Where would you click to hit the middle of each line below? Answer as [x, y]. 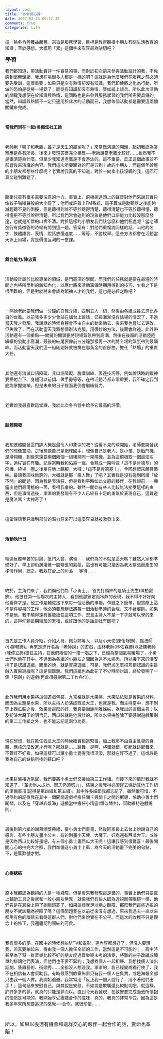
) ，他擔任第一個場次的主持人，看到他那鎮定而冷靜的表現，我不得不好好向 [82, 597]
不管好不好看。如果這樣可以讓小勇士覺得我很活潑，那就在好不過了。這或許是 [81, 753]
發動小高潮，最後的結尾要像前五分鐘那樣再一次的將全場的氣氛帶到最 [86, 342]
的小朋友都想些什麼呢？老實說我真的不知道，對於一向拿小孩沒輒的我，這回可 [81, 171]
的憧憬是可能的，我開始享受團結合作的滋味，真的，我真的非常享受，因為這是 [81, 998]
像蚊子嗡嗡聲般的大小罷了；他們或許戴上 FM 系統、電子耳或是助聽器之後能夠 [81, 203]
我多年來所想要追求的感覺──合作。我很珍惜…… [53, 1004]
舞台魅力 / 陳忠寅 [21, 259]
